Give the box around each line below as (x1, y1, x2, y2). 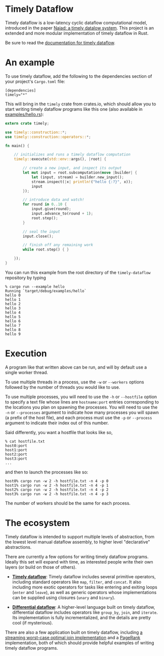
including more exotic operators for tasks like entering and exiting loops (12, 584, 158, 590)
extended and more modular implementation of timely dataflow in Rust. (5, 30, 149, 36)
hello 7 (5, 323, 21, 328)
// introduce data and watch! (23, 197, 84, 202)
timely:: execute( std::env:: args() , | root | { (14, 156, 107, 162)
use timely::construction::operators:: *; (5, 134, 91, 139)
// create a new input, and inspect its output (23, 166, 122, 171)
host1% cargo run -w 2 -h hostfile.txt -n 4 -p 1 (5, 483, 109, 488)
